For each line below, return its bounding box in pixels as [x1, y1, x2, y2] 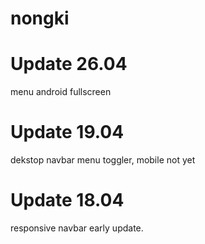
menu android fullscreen [10, 86, 112, 98]
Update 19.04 [10, 121, 125, 144]
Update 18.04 [10, 189, 125, 212]
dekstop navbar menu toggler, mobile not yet [10, 154, 196, 166]
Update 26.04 [10, 53, 128, 76]
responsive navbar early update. [10, 222, 144, 234]
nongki [10, 7, 70, 30]
